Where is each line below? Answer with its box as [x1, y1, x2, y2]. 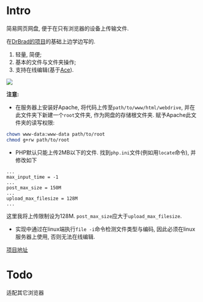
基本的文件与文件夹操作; [15, 58, 76, 66]
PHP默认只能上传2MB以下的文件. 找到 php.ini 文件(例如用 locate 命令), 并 [15, 148, 196, 156]
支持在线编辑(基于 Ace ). [15, 66, 74, 74]
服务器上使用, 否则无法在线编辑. [15, 233, 95, 240]
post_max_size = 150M [6, 184, 62, 191]
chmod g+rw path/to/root [6, 137, 70, 143]
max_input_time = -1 [6, 174, 59, 180]
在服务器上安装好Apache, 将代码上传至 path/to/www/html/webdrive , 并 [15, 104, 190, 111]
